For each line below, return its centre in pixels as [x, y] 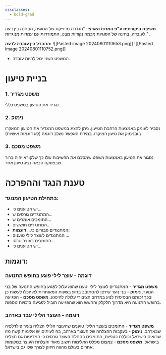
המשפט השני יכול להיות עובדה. [41, 58]
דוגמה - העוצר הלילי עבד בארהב [42, 315]
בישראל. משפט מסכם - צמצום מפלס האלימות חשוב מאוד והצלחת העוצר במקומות [82, 342]
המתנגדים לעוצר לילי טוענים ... [41, 235]
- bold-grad [22, 14]
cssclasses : [17, 10]
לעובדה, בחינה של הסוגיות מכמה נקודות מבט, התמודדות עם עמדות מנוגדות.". [78, 34]
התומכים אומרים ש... [32, 219]
